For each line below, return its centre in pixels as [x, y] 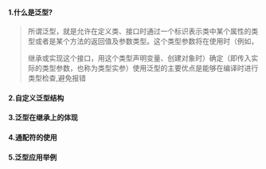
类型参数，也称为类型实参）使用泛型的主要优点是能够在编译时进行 [150, 69]
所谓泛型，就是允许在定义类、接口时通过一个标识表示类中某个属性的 [139, 31]
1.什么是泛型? [31, 12]
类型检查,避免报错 [57, 78]
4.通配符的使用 [33, 137]
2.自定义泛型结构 [36, 98]
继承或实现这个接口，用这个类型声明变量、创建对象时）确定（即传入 [139, 58]
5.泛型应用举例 [33, 157]
